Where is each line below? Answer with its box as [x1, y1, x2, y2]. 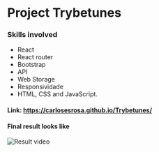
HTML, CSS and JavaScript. [17, 90, 98, 98]
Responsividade [17, 82, 64, 91]
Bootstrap [17, 61, 46, 69]
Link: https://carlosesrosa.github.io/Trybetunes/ [7, 106, 152, 114]
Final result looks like [7, 122, 70, 130]
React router [17, 53, 54, 61]
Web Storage [17, 75, 56, 84]
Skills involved [7, 30, 58, 40]
